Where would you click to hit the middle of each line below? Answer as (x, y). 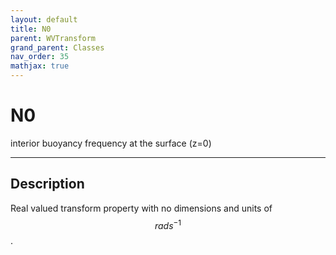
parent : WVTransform (53, 38)
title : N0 (31, 29)
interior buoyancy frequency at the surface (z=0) (111, 143)
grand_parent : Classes (57, 47)
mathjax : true (40, 66)
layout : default (44, 19)
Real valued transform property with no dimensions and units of (141, 208)
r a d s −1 (168, 224)
